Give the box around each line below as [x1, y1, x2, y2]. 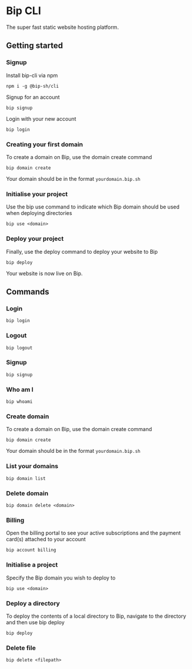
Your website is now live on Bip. [6, 270, 83, 277]
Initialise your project [6, 190, 68, 198]
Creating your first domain [6, 140, 83, 148]
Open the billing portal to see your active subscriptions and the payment [6, 529, 181, 536]
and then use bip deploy [6, 618, 65, 625]
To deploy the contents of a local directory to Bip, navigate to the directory [6, 612, 187, 620]
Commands [6, 287, 50, 297]
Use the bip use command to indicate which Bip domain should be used [6, 203, 180, 210]
